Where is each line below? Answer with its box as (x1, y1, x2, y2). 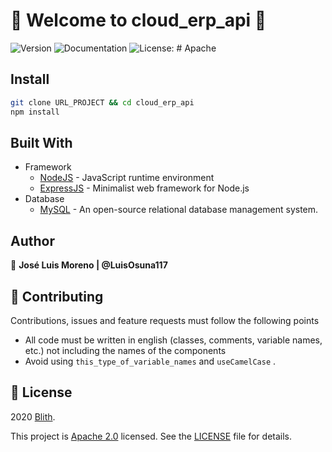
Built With (10, 134, 73, 151)
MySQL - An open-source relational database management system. (39, 204, 319, 216)
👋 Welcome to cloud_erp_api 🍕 (10, 9, 267, 32)
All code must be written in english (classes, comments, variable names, (24, 334, 323, 346)
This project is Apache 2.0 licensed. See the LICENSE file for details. (10, 430, 293, 442)
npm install (10, 107, 60, 117)
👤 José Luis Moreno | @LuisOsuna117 (10, 259, 168, 271)
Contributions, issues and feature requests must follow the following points (10, 314, 320, 326)
